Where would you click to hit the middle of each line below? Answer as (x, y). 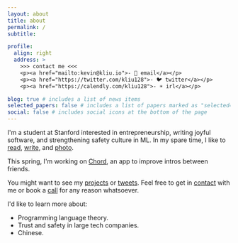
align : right (33, 53)
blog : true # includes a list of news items (74, 99)
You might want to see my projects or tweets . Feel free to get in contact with (119, 183)
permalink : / (27, 27)
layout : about (28, 14)
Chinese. (30, 233)
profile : (20, 47)
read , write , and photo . (41, 147)
